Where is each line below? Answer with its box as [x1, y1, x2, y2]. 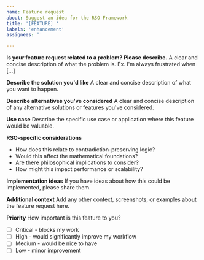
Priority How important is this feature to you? [6, 214, 121, 221]
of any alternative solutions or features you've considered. [6, 104, 155, 111]
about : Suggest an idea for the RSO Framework [6, 15, 128, 21]
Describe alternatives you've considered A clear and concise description [6, 97, 195, 105]
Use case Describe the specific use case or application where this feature [6, 116, 194, 123]
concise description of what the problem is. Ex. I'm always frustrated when [6, 61, 196, 68]
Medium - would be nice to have [15, 240, 98, 247]
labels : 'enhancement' [6, 26, 65, 32]
